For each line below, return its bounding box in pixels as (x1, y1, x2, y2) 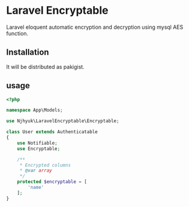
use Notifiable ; (17, 140, 58, 146)
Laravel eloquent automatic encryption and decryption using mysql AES (6, 23, 184, 31)
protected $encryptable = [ (17, 179, 87, 185)
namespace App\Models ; (6, 107, 63, 113)
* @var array (19, 167, 52, 174)
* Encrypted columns (19, 162, 71, 168)
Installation (6, 47, 49, 58)
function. (6, 29, 29, 37)
